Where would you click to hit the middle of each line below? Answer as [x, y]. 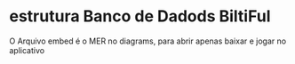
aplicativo [27, 50]
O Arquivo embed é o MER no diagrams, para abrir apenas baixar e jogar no [148, 41]
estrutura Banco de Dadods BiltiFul [140, 16]
